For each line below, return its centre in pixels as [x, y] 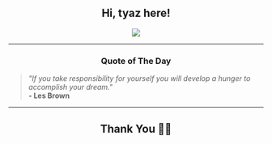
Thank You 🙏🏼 [136, 129]
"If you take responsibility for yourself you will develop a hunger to [139, 78]
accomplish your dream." [70, 87]
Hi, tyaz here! [136, 13]
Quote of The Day [136, 61]
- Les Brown [49, 95]
